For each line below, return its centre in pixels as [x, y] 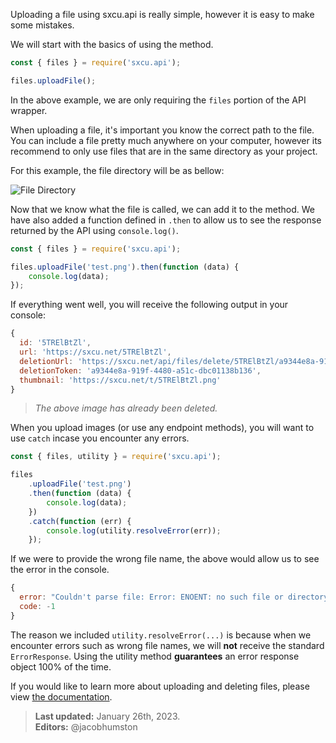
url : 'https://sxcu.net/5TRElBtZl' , [95, 352]
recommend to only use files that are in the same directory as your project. [164, 151]
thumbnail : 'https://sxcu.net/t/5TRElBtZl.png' [120, 380]
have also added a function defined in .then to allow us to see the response [166, 220]
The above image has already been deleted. [126, 408]
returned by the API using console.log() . [94, 230]
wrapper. [29, 110]
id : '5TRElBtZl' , [55, 343]
